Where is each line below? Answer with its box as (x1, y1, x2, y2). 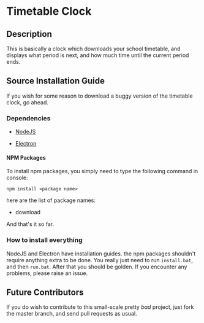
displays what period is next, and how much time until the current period (6, 52, 189, 59)
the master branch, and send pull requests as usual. (6, 310, 137, 317)
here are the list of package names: (6, 197, 96, 204)
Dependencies (6, 114, 51, 122)
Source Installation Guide (6, 76, 105, 87)
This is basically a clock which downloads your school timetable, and (6, 45, 181, 52)
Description (6, 29, 52, 39)
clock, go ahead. (6, 98, 49, 106)
